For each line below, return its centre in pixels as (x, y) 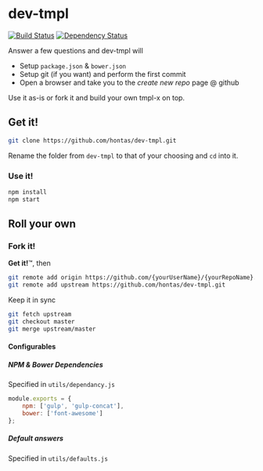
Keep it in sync (32, 300)
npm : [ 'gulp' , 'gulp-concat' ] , (73, 406)
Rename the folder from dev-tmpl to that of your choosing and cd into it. (123, 155)
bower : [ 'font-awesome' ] (63, 414)
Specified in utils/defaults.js (58, 458)
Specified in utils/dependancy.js (61, 385)
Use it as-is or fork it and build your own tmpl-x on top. (97, 97)
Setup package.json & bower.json (73, 66)
